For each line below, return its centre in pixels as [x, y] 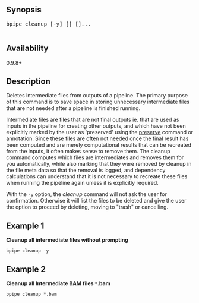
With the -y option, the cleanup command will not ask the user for [87, 194]
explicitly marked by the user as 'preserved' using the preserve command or [100, 132]
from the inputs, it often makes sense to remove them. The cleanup [88, 151]
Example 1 [25, 225]
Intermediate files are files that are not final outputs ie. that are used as [93, 120]
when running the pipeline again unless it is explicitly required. [82, 183]
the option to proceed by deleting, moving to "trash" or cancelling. [87, 207]
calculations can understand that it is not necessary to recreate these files [97, 176]
